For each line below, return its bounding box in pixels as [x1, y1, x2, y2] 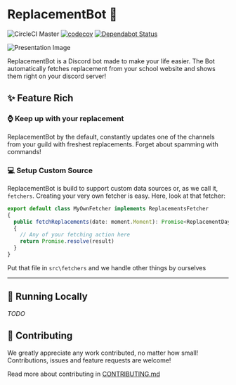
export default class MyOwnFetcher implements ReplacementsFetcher [7, 205, 209, 212]
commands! [7, 147, 42, 156]
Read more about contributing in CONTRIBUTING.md [7, 370, 160, 378]
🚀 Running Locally [7, 291, 88, 303]
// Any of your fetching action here [20, 232, 131, 239]
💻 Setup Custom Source [7, 165, 93, 175]
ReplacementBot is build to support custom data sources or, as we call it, [7, 184, 218, 192]
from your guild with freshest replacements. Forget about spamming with [7, 140, 219, 149]
